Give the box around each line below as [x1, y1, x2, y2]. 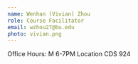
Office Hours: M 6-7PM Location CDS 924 [7, 50, 131, 58]
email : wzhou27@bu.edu [7, 23, 75, 31]
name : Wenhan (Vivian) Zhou [7, 10, 91, 18]
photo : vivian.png [7, 30, 62, 38]
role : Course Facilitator [7, 17, 84, 24]
